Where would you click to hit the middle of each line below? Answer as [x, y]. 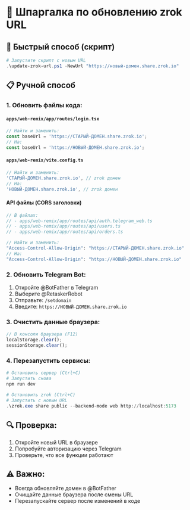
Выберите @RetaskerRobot [49, 294]
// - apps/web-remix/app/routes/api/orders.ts [65, 232]
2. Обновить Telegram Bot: [46, 275]
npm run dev [21, 384]
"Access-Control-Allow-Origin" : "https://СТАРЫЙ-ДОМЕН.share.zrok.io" [95, 248]
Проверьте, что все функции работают [64, 455]
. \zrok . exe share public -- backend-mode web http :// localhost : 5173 [91, 406]
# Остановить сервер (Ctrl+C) [44, 373]
